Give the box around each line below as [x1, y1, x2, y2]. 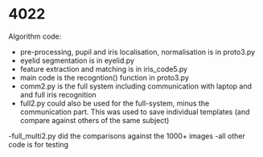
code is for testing [8, 139, 68, 149]
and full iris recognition [19, 89, 97, 99]
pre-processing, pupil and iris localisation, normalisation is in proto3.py [19, 47, 256, 56]
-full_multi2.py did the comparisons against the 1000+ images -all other [8, 130, 245, 141]
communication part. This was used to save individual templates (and [19, 106, 250, 117]
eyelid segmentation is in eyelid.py [19, 56, 135, 65]
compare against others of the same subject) [19, 115, 170, 125]
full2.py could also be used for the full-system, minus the [19, 98, 210, 108]
